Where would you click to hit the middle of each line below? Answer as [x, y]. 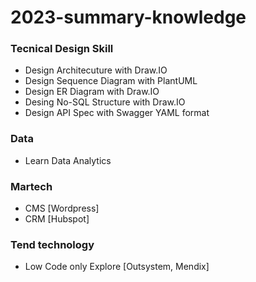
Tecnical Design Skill [62, 49]
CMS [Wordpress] [62, 208]
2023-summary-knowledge [128, 17]
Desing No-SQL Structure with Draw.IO [105, 102]
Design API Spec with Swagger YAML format [117, 113]
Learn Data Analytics [68, 160]
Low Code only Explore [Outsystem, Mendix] [117, 267]
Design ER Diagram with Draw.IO [92, 92]
